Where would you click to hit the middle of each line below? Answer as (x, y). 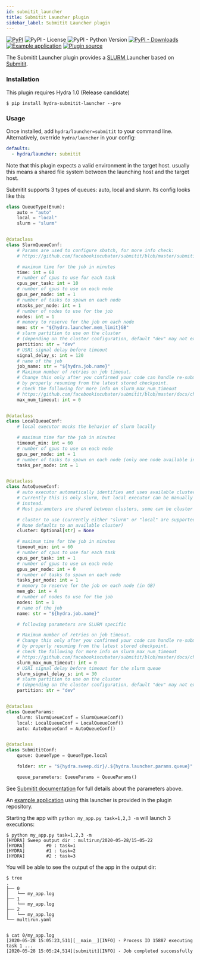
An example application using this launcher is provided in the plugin (89, 800)
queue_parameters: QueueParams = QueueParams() (77, 777)
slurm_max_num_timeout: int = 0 (57, 663)
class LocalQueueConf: (34, 421)
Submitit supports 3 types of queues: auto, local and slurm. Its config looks (98, 189)
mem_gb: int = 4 (37, 591)
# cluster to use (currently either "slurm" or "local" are (93, 520)
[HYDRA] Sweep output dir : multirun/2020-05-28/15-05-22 (79, 840)
